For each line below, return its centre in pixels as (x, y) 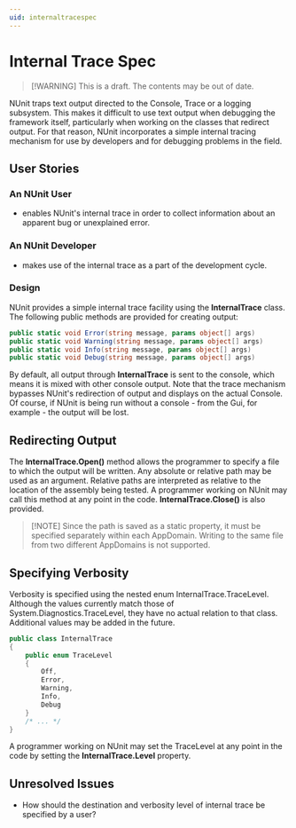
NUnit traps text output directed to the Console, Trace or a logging (130, 103)
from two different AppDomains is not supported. (121, 545)
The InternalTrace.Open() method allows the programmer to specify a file (144, 461)
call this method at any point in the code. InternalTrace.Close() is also (137, 500)
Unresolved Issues (62, 783)
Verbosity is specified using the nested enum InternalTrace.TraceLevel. (139, 594)
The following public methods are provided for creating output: (124, 317)
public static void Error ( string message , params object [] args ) (132, 333)
